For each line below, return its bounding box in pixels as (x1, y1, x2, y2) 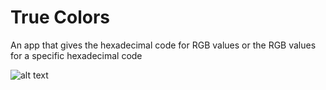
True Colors (10, 6, 110, 29)
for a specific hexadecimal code (10, 49, 143, 61)
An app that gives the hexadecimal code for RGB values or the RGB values (10, 39, 317, 51)
